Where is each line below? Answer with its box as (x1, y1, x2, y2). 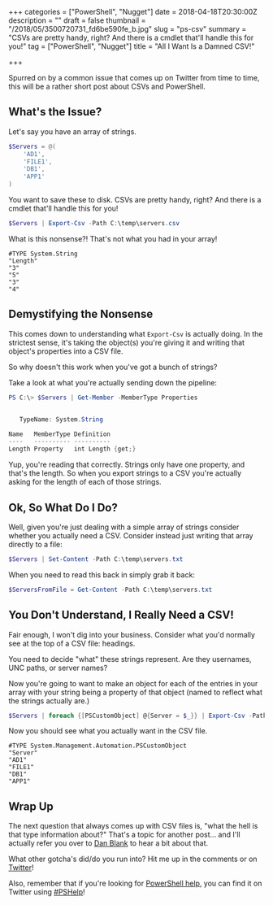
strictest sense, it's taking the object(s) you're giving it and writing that (8, 337, 245, 347)
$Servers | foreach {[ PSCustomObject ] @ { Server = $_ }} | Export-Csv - (8, 711, 253, 720)
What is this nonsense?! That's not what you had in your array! (8, 233, 218, 243)
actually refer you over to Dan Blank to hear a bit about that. (8, 838, 209, 848)
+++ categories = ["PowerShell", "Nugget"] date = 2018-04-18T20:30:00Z (8, 7, 258, 16)
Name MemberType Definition (8, 430, 111, 438)
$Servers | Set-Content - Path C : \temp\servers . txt (8, 555, 184, 563)
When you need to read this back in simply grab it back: (8, 569, 195, 580)
